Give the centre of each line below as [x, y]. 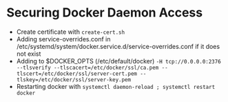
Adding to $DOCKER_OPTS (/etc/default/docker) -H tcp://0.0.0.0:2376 [118, 61]
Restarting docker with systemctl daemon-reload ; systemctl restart [116, 86]
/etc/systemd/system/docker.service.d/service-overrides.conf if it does [118, 46]
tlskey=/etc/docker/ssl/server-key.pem [74, 80]
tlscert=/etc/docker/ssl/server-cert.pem [76, 74]
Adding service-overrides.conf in [63, 39]
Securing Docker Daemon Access [105, 13]
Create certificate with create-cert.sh [71, 32]
